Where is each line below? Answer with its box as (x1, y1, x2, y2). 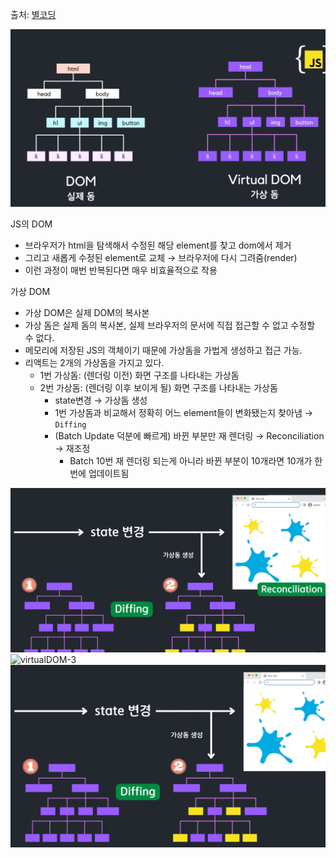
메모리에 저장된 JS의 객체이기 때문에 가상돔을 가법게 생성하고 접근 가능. (24, 344, 303, 356)
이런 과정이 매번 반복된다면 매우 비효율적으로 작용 (24, 264, 218, 276)
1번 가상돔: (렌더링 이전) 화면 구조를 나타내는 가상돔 (39, 369, 240, 381)
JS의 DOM (10, 218, 53, 230)
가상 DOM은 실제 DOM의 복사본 (24, 306, 150, 318)
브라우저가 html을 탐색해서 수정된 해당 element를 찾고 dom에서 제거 (24, 239, 292, 251)
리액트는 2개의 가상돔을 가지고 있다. (24, 356, 165, 368)
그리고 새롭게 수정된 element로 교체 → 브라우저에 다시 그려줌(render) (24, 251, 298, 263)
